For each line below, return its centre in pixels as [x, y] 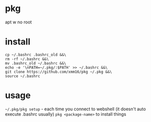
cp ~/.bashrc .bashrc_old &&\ [36, 55]
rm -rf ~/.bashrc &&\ [27, 59]
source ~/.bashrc [23, 76]
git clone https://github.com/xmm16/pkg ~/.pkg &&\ [58, 72]
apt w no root [19, 22]
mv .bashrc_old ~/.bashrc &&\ [36, 63]
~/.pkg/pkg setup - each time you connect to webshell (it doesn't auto [75, 109]
